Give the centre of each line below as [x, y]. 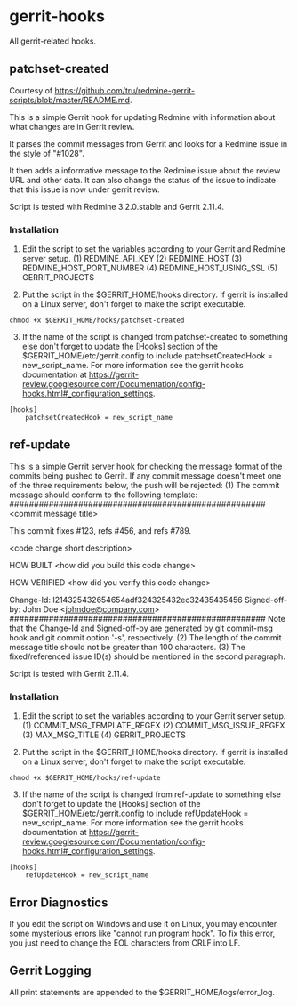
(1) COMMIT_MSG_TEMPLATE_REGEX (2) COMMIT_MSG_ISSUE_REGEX [153, 726]
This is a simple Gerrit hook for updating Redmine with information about [142, 117]
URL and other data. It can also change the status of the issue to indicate [143, 180]
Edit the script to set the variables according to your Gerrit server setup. [154, 716]
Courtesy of [31, 90]
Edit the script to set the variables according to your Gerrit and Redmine [154, 249]
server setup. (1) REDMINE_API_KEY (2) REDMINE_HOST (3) [132, 259]
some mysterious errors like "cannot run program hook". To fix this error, [142, 933]
